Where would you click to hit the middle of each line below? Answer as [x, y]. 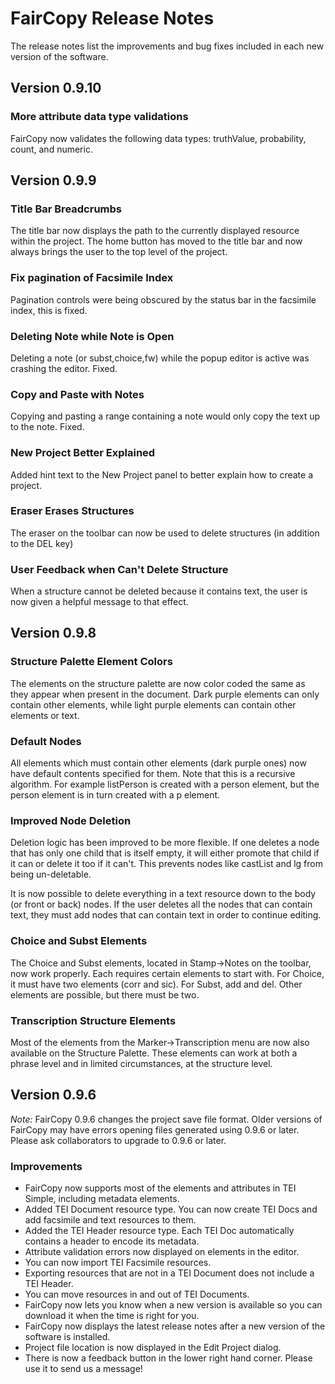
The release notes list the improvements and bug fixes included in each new [167, 46]
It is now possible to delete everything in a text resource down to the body [163, 894]
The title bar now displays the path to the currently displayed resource [155, 231]
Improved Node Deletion [71, 820]
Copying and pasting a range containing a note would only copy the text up [165, 416]
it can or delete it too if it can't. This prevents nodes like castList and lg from [166, 864]
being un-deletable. [51, 874]
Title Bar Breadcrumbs [66, 209]
